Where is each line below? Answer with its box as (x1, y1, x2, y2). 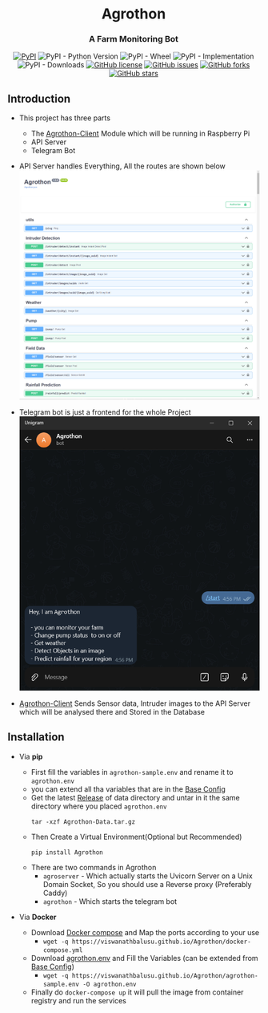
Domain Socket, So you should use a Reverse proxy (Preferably (42, 879, 252, 889)
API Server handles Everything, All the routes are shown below (18, 161, 226, 171)
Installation (7, 731, 65, 744)
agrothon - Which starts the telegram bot (42, 896, 178, 906)
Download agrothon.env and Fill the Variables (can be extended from (30, 953, 258, 962)
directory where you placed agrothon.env (30, 801, 167, 811)
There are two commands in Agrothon (30, 862, 157, 872)
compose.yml (42, 946, 83, 954)
